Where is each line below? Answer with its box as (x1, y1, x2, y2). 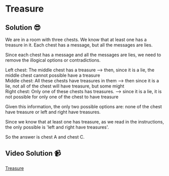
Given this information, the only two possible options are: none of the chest (5, 104, 162, 109)
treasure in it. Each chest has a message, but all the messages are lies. (5, 42, 153, 48)
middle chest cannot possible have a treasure (5, 72, 100, 78)
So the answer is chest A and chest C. (5, 134, 85, 140)
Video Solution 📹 (5, 149, 61, 158)
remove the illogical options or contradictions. (5, 57, 101, 63)
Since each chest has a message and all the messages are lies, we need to (5, 52, 161, 58)
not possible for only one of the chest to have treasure (5, 94, 119, 100)
